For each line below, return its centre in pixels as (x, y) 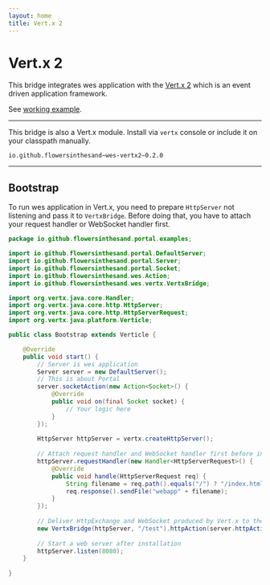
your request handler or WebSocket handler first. (89, 224)
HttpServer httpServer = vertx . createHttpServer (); (126, 439)
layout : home (30, 16)
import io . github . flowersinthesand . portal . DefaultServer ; (107, 254)
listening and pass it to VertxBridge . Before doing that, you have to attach (130, 216)
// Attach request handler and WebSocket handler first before (145, 454)
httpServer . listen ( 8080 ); (81, 551)
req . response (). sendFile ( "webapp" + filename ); (147, 491)
